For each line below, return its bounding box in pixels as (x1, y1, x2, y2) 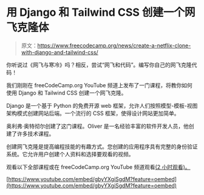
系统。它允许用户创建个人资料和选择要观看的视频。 (6, 150, 134, 157)
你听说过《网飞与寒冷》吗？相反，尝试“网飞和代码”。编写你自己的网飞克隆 (6, 61, 192, 68)
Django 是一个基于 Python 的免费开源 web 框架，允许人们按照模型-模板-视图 (6, 102, 198, 109)
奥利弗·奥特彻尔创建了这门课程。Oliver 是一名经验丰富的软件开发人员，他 (6, 122, 189, 130)
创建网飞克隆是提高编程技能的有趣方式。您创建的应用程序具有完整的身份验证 (6, 143, 198, 150)
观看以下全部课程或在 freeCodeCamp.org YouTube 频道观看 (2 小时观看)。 (6, 163, 191, 170)
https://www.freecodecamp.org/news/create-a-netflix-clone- (37, 42, 191, 49)
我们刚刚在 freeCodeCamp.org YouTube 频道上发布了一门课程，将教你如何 (6, 81, 193, 88)
